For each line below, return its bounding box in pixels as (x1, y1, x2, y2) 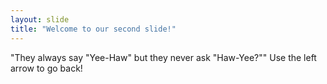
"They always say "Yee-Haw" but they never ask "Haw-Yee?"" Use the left (10, 51, 317, 63)
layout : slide (10, 14, 70, 25)
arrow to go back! (10, 62, 83, 74)
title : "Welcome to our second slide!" (10, 24, 177, 34)
